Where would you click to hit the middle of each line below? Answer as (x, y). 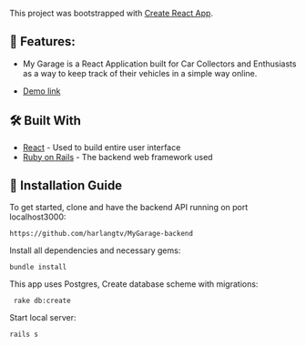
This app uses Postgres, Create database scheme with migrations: (134, 284)
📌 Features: (42, 41)
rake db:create (42, 301)
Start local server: (43, 318)
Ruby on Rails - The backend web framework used (117, 157)
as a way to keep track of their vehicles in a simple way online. (140, 73)
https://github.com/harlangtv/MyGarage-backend (102, 234)
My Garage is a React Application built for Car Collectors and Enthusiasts (159, 64)
